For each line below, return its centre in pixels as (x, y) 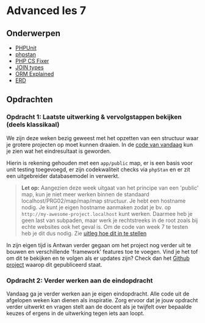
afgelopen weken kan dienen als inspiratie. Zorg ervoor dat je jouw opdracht (102, 300)
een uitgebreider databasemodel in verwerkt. (63, 176)
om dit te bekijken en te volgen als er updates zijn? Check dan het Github (98, 258)
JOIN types (29, 67)
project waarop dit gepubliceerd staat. (54, 264)
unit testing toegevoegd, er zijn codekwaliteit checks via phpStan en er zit (98, 169)
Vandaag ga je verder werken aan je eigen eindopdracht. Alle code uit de (98, 294)
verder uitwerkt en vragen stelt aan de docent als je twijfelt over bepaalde (99, 306)
